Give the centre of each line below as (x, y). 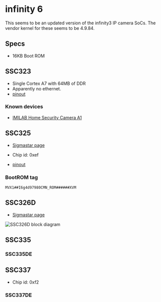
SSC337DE (19, 295)
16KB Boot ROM (28, 56)
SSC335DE (19, 254)
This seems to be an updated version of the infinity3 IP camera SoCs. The (80, 23)
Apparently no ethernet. (37, 88)
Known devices (24, 107)
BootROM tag (22, 177)
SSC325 (18, 133)
